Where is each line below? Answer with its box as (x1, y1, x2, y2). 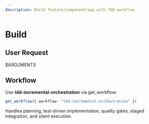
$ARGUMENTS (5, 62, 36, 68)
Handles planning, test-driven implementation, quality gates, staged (5, 108, 145, 114)
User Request (5, 48, 48, 57)
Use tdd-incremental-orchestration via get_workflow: (5, 89, 117, 95)
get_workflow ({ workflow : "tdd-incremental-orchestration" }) (5, 99, 137, 104)
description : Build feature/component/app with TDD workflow (5, 7, 135, 12)
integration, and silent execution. (5, 113, 72, 120)
